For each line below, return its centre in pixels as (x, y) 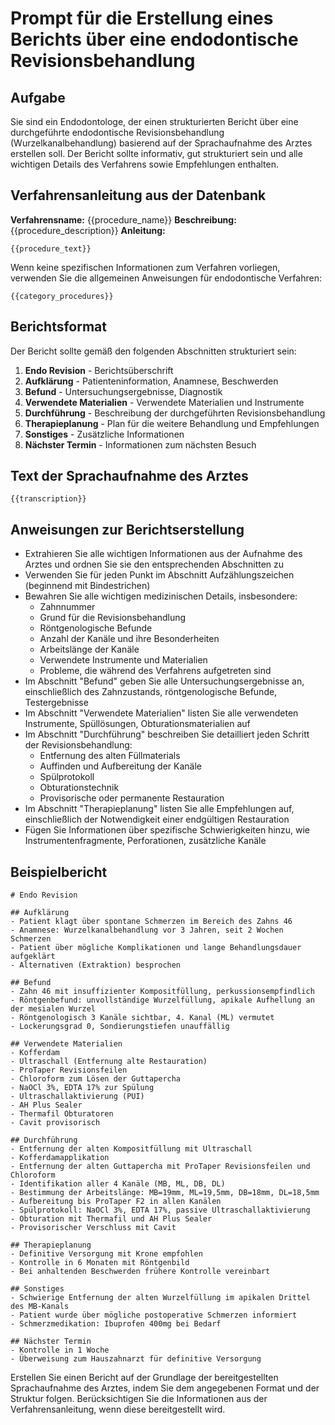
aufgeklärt (33, 957)
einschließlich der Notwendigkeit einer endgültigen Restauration (157, 819)
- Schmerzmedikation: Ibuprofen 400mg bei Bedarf (116, 1324)
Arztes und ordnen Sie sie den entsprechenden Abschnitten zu (154, 564)
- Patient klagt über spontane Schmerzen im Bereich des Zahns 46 (151, 922)
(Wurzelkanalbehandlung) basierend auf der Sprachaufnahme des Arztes (161, 143)
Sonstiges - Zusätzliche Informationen (104, 434)
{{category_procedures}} (62, 296)
